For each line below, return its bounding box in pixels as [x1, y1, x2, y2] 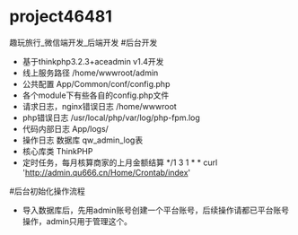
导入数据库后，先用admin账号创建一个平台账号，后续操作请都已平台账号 [22, 205, 290, 215]
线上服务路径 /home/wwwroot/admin [22, 67, 159, 78]
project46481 [9, 6, 112, 27]
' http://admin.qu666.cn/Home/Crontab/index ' [22, 167, 191, 178]
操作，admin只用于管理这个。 [22, 215, 133, 226]
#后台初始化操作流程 [9, 186, 85, 196]
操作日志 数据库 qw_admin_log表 [22, 135, 144, 145]
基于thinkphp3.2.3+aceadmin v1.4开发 [22, 56, 164, 66]
